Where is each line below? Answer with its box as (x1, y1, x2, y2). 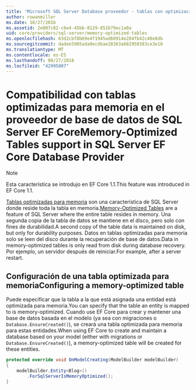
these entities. (6, 346, 40, 353)
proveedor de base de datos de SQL (6, 113, 183, 126)
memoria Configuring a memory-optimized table (6, 280, 184, 290)
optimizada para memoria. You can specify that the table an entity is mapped (6, 302, 190, 309)
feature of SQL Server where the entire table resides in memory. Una (6, 211, 171, 218)
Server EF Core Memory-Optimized (6, 125, 178, 139)
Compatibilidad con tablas (6, 88, 136, 101)
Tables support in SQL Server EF (6, 138, 166, 151)
